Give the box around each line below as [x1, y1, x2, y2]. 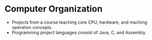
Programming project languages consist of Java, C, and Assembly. [11, 29, 147, 35]
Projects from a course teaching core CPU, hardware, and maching [11, 19, 148, 25]
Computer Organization [4, 3, 103, 14]
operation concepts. [11, 24, 52, 30]
